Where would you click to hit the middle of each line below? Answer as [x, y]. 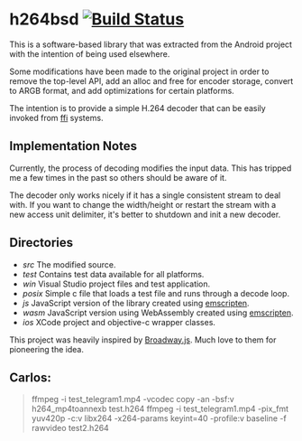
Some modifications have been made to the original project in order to [139, 71]
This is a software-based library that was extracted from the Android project [151, 44]
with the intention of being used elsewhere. [90, 53]
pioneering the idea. [46, 349]
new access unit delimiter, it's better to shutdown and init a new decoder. [145, 214]
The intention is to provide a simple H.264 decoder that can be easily [137, 108]
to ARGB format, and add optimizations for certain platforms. [122, 90]
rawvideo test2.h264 [70, 428]
